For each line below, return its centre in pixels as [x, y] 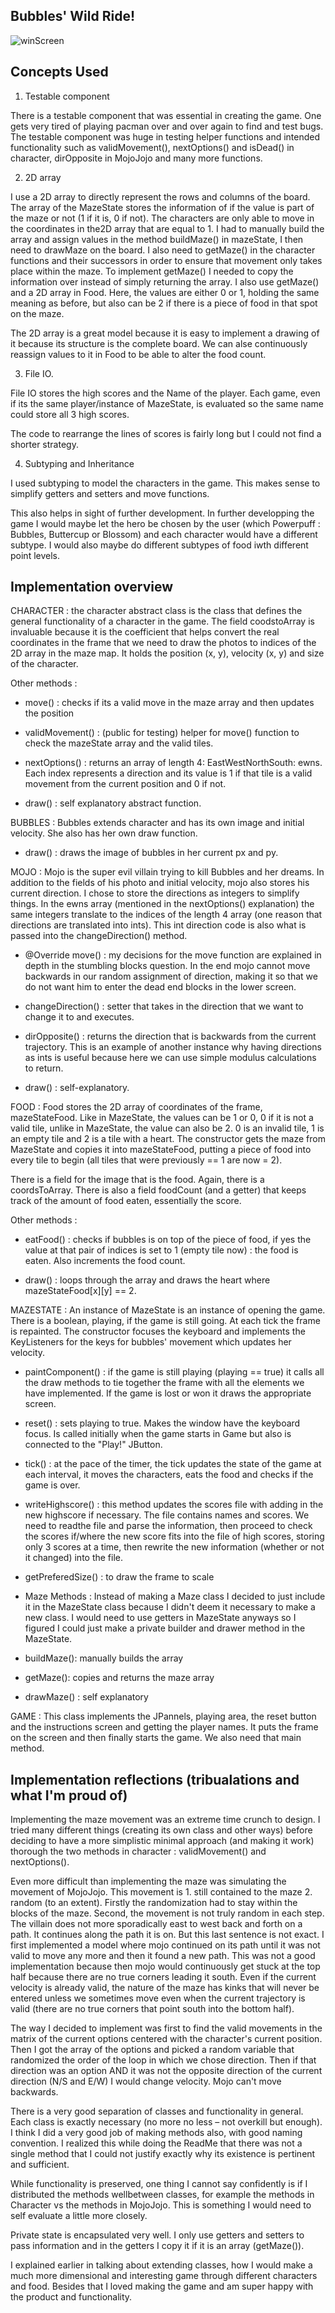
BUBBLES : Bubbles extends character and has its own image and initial [157, 823]
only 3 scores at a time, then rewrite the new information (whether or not [174, 1547]
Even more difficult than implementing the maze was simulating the [148, 1881]
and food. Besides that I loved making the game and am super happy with [162, 2286]
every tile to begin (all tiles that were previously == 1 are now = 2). [146, 1160]
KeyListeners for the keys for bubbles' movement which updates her [151, 1342]
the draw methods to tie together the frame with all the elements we [164, 1383]
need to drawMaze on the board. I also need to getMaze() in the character [163, 250]
